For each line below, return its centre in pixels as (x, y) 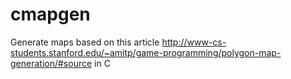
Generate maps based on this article (85, 42)
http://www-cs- (194, 42)
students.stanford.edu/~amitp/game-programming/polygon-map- (146, 52)
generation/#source (51, 63)
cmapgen (50, 14)
